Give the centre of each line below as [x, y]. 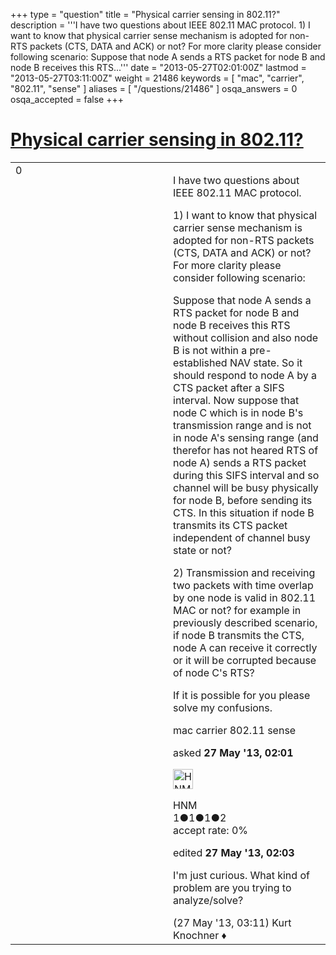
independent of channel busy [242, 537]
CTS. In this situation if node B [244, 512]
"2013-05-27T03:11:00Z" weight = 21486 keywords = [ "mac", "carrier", [157, 78]
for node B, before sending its [243, 500]
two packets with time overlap [243, 585]
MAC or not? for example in [237, 610]
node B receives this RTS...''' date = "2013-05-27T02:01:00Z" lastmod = [158, 67]
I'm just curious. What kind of [241, 875]
